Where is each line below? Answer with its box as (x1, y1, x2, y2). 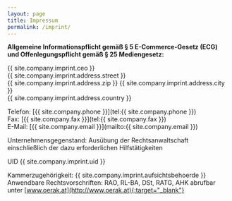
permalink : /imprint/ (7, 23, 71, 30)
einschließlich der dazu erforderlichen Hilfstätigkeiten (7, 144, 164, 152)
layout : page (7, 10, 46, 18)
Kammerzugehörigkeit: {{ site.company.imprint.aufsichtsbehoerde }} (7, 171, 207, 180)
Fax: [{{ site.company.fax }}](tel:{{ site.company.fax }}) (7, 115, 167, 123)
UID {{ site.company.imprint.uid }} (7, 157, 106, 166)
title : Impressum (7, 17, 59, 24)
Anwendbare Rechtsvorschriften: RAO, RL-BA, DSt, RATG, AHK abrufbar (7, 178, 216, 187)
